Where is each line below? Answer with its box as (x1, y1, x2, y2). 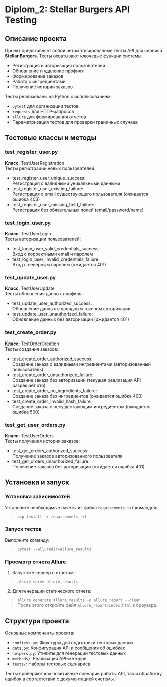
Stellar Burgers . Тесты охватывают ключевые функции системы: (5, 53, 143, 59)
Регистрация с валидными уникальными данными (12, 180, 121, 186)
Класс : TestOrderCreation (5, 340, 59, 347)
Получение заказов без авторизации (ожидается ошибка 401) (12, 463, 145, 469)
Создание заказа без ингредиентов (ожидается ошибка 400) (12, 393, 143, 399)
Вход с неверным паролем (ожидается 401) (12, 261, 106, 267)
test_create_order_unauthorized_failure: (12, 372, 94, 378)
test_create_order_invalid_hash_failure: (12, 398, 92, 404)
